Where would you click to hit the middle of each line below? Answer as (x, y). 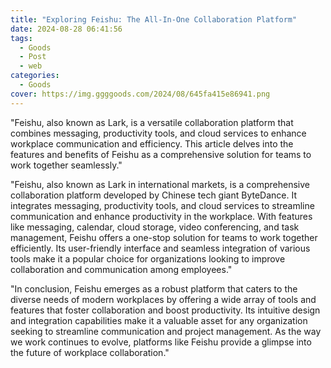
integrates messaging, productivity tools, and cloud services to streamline (162, 205)
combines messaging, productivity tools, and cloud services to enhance (158, 133)
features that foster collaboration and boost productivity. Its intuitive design (165, 310)
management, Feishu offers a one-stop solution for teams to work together (164, 237)
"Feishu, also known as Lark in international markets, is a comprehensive (160, 184)
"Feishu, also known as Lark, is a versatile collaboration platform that (152, 122)
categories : (35, 76)
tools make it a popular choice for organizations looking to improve (148, 258)
